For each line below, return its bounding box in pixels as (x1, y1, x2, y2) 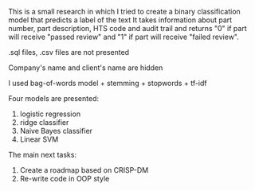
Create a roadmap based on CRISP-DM (19, 166, 149, 174)
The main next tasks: (8, 150, 77, 159)
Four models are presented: (8, 94, 100, 103)
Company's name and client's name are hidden (8, 63, 163, 72)
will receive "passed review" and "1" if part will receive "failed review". (8, 32, 239, 41)
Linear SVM (19, 134, 59, 144)
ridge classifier (19, 118, 69, 127)
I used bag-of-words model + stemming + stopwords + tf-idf (8, 79, 207, 88)
